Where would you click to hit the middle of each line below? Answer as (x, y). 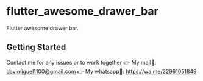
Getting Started (36, 47)
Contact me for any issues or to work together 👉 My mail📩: (81, 62)
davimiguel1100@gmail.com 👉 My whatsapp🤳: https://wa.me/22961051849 (101, 71)
